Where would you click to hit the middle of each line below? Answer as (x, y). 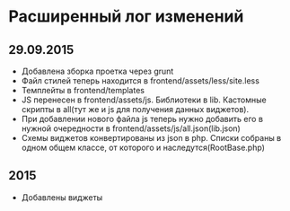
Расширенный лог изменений (126, 17)
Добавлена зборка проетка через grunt (97, 71)
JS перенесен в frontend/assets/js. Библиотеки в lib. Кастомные (144, 100)
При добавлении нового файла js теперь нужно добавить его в (142, 119)
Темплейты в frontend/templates (83, 90)
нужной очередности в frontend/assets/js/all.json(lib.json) (131, 128)
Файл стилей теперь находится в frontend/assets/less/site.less (140, 81)
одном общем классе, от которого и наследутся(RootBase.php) (143, 147)
